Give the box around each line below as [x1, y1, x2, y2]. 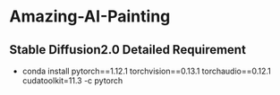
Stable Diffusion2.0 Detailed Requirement [9, 42, 246, 57]
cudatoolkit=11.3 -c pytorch [21, 75, 123, 86]
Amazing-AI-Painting [9, 6, 171, 27]
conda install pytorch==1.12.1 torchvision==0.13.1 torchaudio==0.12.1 [21, 65, 271, 76]
